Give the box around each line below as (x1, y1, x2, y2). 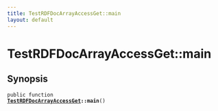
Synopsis (7, 73, 48, 85)
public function (7, 91, 53, 98)
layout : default (7, 16, 53, 23)
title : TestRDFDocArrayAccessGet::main (7, 10, 121, 17)
